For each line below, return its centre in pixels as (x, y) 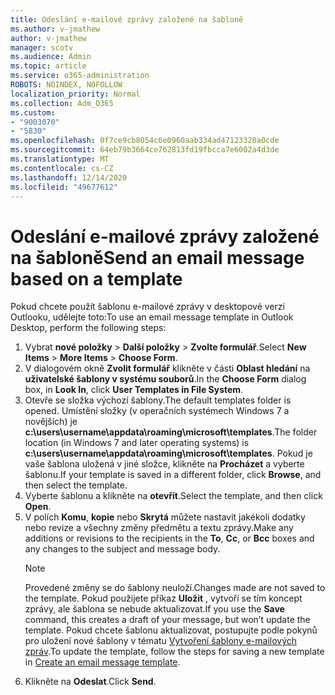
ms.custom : (33, 112)
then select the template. (76, 485)
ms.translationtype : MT (60, 159)
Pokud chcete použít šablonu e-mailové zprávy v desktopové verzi (147, 307)
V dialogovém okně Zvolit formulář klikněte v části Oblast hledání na (167, 368)
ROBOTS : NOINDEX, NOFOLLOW (66, 85)
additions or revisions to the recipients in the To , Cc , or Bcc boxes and (169, 538)
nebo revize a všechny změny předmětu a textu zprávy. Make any (159, 528)
